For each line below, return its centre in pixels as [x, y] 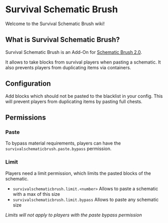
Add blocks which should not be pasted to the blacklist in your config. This [84, 96]
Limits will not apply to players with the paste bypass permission [74, 215]
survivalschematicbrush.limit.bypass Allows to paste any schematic [86, 199]
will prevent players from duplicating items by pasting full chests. [74, 102]
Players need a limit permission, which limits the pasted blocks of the [78, 173]
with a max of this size [36, 194]
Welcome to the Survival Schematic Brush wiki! [55, 24]
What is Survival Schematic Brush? [63, 40]
